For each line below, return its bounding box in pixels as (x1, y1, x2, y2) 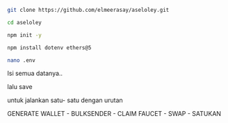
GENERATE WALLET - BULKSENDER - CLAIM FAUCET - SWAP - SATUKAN (7, 110, 221, 118)
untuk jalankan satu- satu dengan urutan (7, 96, 123, 104)
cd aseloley (7, 19, 42, 26)
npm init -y (7, 31, 42, 38)
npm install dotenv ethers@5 (7, 44, 92, 51)
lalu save (7, 83, 33, 91)
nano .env (7, 56, 36, 64)
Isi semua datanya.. (7, 69, 63, 78)
